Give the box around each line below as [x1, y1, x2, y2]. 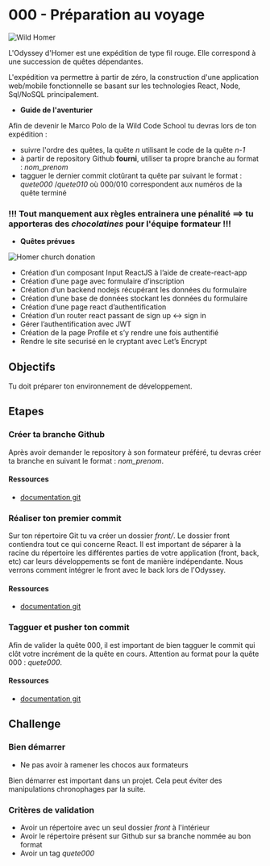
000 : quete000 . [8, 657, 63, 667]
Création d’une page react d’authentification [19, 302, 167, 312]
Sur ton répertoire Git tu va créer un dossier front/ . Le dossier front [8, 531, 231, 540]
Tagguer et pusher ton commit [8, 622, 130, 633]
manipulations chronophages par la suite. [8, 784, 146, 793]
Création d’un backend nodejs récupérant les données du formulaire [19, 285, 247, 295]
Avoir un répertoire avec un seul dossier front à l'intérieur [19, 822, 210, 832]
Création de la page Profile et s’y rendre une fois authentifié [19, 328, 219, 338]
